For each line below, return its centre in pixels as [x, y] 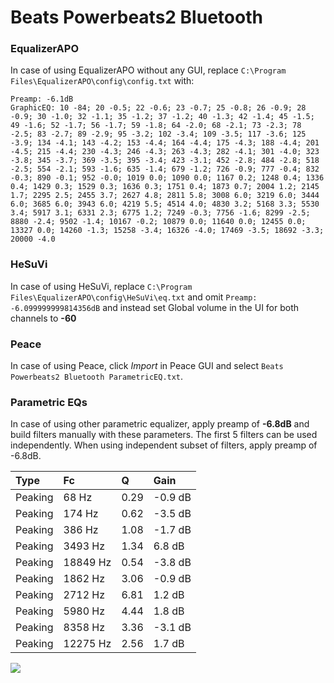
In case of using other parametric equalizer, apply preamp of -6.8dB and [160, 424]
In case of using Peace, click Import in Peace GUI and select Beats [147, 366]
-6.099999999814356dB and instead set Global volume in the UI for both [155, 307]
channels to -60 [43, 318]
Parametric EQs [49, 402]
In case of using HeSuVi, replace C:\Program [101, 286]
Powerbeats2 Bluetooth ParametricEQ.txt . [97, 377]
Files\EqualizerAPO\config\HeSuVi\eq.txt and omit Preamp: [134, 297]
